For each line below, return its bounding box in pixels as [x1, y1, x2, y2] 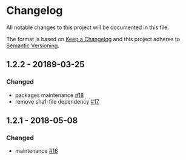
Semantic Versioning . [6, 42, 59, 49]
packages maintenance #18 [15, 92, 84, 99]
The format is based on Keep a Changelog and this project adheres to [6, 35, 181, 42]
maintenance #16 [15, 147, 58, 155]
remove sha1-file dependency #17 [15, 98, 100, 105]
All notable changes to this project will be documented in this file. [6, 24, 170, 31]
